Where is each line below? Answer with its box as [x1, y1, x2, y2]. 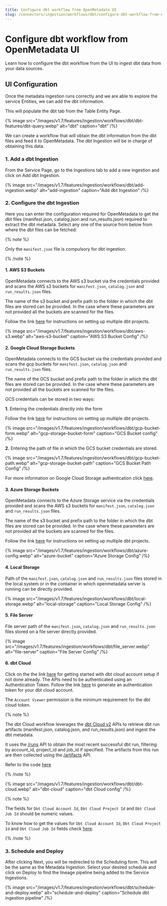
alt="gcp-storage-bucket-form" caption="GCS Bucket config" [30, 431, 158, 437]
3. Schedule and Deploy [5, 847, 64, 854]
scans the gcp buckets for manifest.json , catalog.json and [5, 361, 127, 367]
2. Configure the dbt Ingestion [5, 199, 80, 206]
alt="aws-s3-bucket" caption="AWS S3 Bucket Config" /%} [25, 334, 148, 340]
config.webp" [5, 553, 33, 559]
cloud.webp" [5, 786, 31, 792]
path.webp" [5, 460, 29, 466]
